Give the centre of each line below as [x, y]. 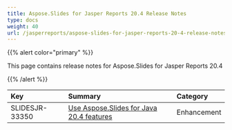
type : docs [23, 20]
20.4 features [90, 117]
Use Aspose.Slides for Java [113, 108]
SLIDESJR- [29, 108]
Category [192, 96]
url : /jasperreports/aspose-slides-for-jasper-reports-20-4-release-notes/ [118, 33]
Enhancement [199, 113]
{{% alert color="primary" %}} [50, 53]
